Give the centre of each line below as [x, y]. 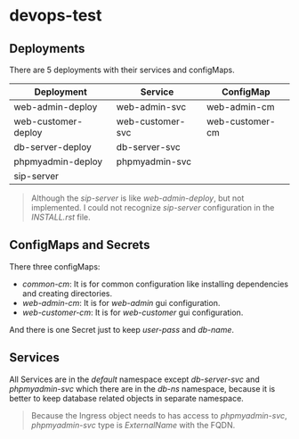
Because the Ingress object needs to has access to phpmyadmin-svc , [159, 415]
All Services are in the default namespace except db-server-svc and [134, 379]
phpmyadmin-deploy [58, 162]
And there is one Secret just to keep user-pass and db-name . [121, 329]
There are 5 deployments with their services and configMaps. [122, 70]
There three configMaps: [55, 266]
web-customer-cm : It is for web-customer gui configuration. [133, 312]
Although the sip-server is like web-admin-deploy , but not [137, 198]
